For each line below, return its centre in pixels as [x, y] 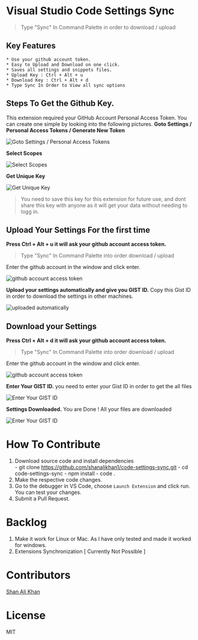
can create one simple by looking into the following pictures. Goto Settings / [99, 124]
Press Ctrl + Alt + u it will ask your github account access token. [86, 244]
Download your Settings [51, 326]
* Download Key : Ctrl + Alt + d [47, 80]
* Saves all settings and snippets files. [59, 70]
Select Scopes [24, 153]
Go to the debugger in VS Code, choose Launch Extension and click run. [102, 486]
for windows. [30, 545]
